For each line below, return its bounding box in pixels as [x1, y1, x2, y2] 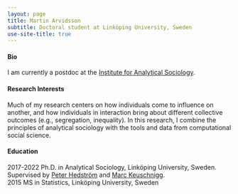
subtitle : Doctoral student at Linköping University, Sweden [7, 24, 193, 31]
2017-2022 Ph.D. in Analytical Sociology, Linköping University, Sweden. [7, 163, 217, 171]
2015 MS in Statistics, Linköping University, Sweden [7, 178, 159, 186]
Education [7, 147, 38, 155]
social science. [7, 131, 51, 139]
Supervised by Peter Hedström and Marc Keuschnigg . [7, 170, 166, 179]
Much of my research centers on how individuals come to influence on [7, 101, 215, 109]
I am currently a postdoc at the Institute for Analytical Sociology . [7, 68, 195, 77]
